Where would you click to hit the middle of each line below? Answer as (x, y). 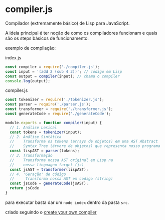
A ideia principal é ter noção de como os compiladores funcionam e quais (81, 33)
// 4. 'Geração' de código (38, 174)
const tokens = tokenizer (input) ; (46, 132)
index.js (13, 58)
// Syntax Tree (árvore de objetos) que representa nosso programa (85, 146)
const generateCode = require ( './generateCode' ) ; (58, 114)
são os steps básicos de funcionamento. (47, 38)
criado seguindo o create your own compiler (51, 212)
